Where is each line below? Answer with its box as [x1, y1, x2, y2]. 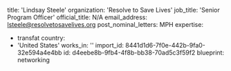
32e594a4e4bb [17, 48, 62, 57]
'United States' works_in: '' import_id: [17, 41, 124, 49]
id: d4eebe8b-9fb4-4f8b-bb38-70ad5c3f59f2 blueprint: [63, 48, 225, 57]
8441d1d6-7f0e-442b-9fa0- [125, 41, 206, 49]
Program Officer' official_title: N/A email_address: [7, 13, 147, 21]
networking [17, 56, 50, 64]
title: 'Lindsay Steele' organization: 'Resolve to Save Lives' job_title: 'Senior [7, 6, 220, 14]
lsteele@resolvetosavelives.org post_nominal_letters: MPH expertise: [7, 21, 204, 28]
